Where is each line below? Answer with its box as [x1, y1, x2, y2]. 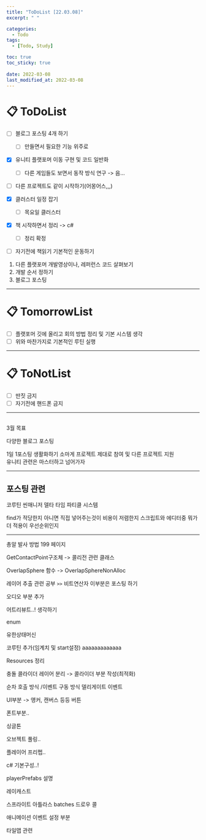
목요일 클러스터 [24, 208, 61, 216]
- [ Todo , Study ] [12, 43, 53, 49]
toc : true [6, 54, 32, 60]
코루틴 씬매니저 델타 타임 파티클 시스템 [6, 501, 98, 509]
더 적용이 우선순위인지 [6, 522, 59, 529]
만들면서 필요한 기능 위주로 [24, 143, 89, 151]
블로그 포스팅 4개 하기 [15, 130, 69, 137]
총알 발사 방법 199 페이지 [6, 541, 66, 548]
